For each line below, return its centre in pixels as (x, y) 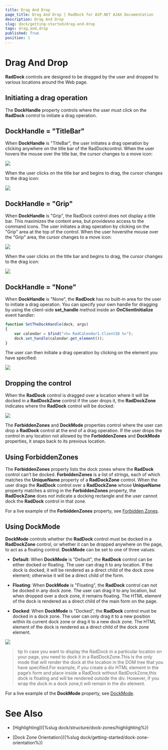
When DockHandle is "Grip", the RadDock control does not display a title (80, 216)
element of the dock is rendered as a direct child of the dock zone (81, 627)
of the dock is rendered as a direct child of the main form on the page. (85, 601)
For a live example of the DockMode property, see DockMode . (70, 693)
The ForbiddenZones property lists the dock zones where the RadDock (79, 469)
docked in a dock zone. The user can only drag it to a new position (81, 616)
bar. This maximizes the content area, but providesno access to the (75, 221)
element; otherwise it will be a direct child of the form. (68, 575)
